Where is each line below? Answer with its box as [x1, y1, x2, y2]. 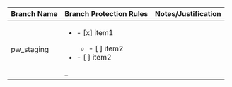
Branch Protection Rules [64, 9, 149, 18]
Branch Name [11, 9, 58, 18]
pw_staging [11, 45, 50, 54]
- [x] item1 [76, 28, 114, 37]
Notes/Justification [154, 9, 221, 18]
